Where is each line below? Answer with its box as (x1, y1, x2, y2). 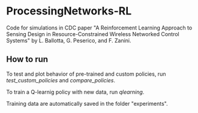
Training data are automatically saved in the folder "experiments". (6, 100, 168, 107)
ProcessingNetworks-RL (6, 4, 132, 18)
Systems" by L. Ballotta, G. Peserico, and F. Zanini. (6, 37, 131, 44)
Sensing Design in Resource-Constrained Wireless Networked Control (6, 30, 180, 37)
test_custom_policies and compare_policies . (6, 76, 116, 84)
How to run (6, 54, 49, 64)
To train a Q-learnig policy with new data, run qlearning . (6, 88, 145, 96)
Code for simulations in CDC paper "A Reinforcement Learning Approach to (6, 24, 193, 31)
